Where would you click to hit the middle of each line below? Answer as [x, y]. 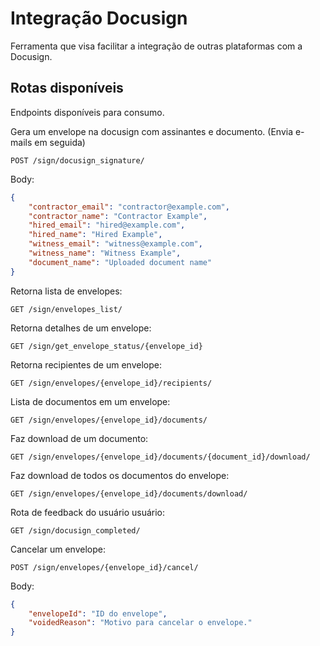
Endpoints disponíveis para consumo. [87, 112]
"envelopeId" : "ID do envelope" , [98, 613]
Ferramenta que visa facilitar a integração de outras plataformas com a [156, 46]
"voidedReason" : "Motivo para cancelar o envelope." [140, 623]
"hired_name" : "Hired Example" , [95, 235]
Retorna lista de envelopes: [66, 291]
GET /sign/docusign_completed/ [75, 530]
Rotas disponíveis [67, 88]
